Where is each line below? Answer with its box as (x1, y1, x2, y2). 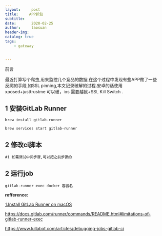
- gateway (14, 43, 34, 48)
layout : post (5, 7, 40, 12)
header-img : (5, 30, 29, 35)
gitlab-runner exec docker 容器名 (5, 184, 73, 189)
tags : (5, 39, 16, 44)
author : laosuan (5, 25, 47, 30)
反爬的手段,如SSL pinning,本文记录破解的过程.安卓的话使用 (5, 83, 123, 88)
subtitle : (5, 16, 25, 21)
